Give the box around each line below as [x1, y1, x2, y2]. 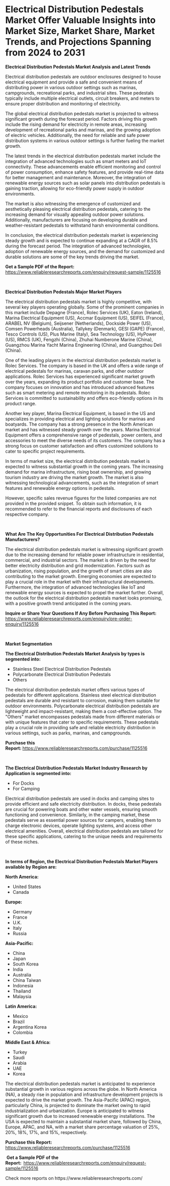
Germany [12, 908, 32, 915]
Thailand [12, 988, 31, 994]
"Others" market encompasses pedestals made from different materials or [5, 713, 160, 720]
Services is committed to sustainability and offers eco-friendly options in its [5, 395, 163, 401]
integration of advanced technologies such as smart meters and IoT [5, 158, 147, 164]
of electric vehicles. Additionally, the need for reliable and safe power [5, 132, 151, 138]
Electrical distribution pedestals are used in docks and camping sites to [5, 795, 155, 802]
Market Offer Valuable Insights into [5, 14, 156, 26]
